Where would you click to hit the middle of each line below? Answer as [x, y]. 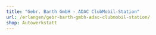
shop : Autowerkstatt [32, 23]
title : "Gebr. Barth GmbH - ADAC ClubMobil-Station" [73, 12]
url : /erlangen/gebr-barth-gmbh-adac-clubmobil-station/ [78, 17]
